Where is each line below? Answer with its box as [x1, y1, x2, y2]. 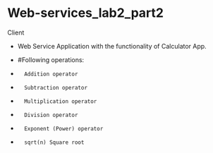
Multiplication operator [24, 97, 97, 105]
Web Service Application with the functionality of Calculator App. [17, 42, 207, 50]
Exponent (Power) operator [24, 125, 104, 132]
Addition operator [24, 71, 78, 78]
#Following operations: [17, 55, 85, 64]
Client [7, 28, 25, 37]
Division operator [24, 111, 78, 118]
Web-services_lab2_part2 [7, 5, 164, 21]
